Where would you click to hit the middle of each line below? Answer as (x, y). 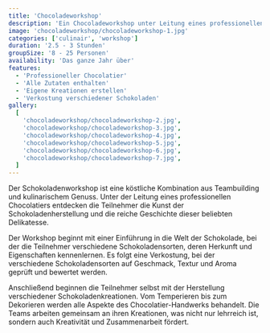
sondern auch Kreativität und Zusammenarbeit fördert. (99, 322)
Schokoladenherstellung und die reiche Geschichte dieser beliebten (121, 214)
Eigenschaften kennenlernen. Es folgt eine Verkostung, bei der (112, 255)
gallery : (23, 105)
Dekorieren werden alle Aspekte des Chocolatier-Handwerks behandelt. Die (134, 305)
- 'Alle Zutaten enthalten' (63, 83)
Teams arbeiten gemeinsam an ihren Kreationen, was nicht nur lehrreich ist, (133, 314)
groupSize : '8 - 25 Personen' (59, 53)
